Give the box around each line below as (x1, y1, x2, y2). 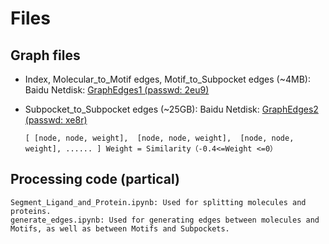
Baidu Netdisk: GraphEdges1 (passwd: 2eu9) (24, 84, 210, 96)
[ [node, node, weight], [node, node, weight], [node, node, (24, 133, 295, 143)
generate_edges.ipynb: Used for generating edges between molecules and (10, 215, 320, 225)
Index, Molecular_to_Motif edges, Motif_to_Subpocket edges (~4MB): (24, 73, 311, 85)
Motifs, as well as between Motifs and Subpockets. (10, 223, 230, 234)
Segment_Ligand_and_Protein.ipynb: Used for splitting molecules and (10, 197, 307, 207)
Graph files (10, 47, 81, 64)
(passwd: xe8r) (24, 114, 88, 126)
